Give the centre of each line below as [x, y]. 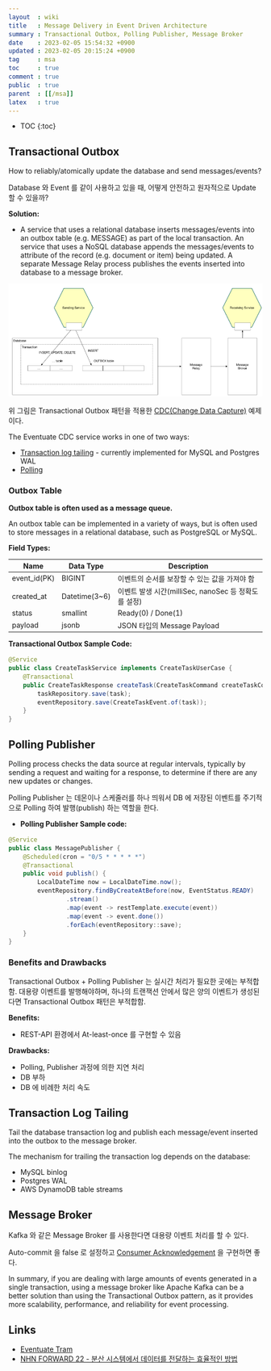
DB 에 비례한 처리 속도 [55, 1087]
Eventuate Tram [46, 1349]
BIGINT [74, 578]
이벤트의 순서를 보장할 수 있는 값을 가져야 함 [186, 578]
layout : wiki [34, 17]
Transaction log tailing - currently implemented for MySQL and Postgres [140, 452]
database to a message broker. [71, 273]
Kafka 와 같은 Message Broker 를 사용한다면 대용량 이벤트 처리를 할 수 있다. [129, 1235]
